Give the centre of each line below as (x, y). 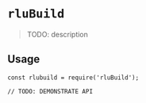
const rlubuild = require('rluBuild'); (73, 78)
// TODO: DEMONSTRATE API (50, 91)
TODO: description (58, 34)
